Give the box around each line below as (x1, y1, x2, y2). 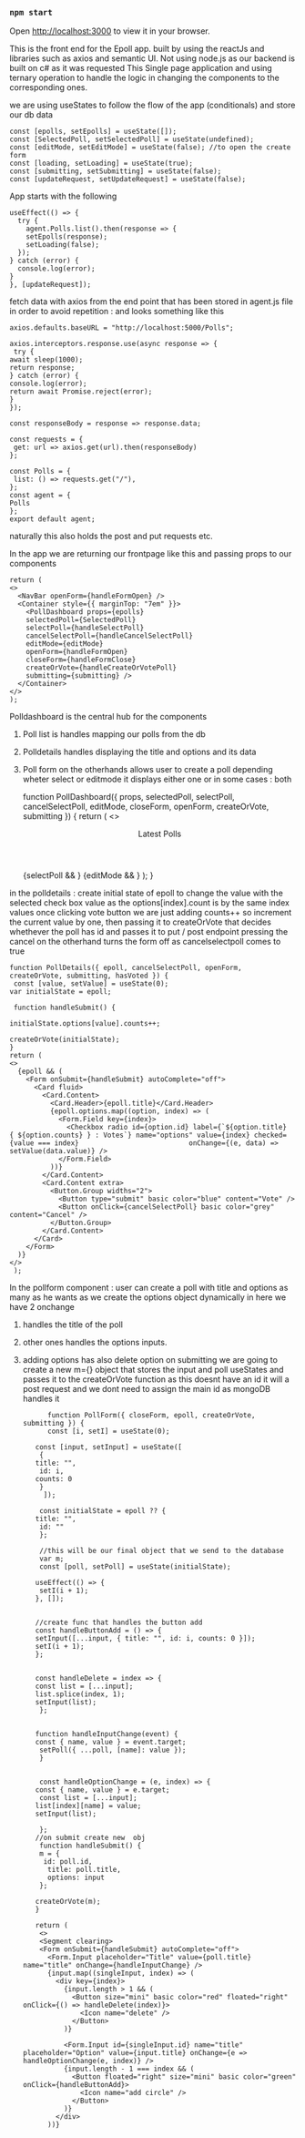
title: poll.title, (46, 1866, 121, 1875)
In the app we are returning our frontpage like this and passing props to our (9, 548, 292, 559)
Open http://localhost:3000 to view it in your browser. (9, 26, 211, 36)
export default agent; (9, 515, 96, 524)
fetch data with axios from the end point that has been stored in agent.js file (9, 296, 294, 307)
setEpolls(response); (25, 232, 107, 241)
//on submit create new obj (35, 1834, 146, 1843)
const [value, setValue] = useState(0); (13, 979, 169, 988)
